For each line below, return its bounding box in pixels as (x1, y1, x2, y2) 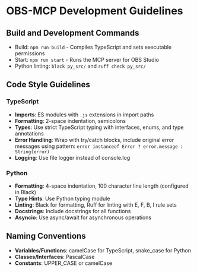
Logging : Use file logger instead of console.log (14, 154, 131, 161)
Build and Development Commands (6, 28, 139, 38)
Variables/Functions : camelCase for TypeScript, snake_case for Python (14, 246, 192, 254)
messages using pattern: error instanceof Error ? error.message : (14, 143, 183, 150)
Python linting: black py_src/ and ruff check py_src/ (14, 62, 147, 69)
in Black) (14, 188, 37, 195)
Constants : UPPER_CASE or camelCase (14, 260, 113, 267)
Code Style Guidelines (6, 80, 90, 90)
